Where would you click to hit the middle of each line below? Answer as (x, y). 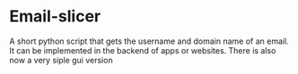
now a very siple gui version (61, 60)
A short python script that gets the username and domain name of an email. (149, 41)
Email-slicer (55, 16)
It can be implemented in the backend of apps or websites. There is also (143, 50)
